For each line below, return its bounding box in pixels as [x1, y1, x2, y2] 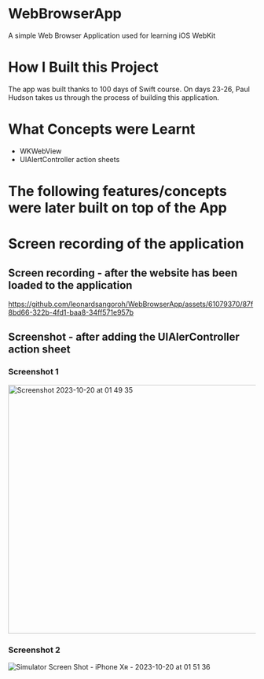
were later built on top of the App [8, 199, 228, 216]
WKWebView [19, 146, 62, 156]
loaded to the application [8, 279, 133, 292]
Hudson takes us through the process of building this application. [8, 92, 220, 102]
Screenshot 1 [8, 367, 59, 378]
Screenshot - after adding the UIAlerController [8, 330, 240, 344]
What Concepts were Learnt [8, 120, 196, 138]
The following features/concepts [8, 183, 228, 200]
